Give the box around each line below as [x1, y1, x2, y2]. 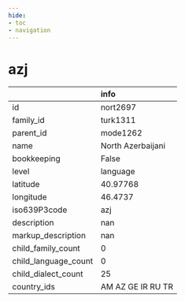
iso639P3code [12, 204, 68, 215]
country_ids [12, 281, 55, 293]
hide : [8, 11, 26, 20]
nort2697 [100, 102, 136, 113]
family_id [12, 115, 45, 126]
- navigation [8, 26, 51, 34]
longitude [12, 192, 47, 203]
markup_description [12, 230, 87, 241]
